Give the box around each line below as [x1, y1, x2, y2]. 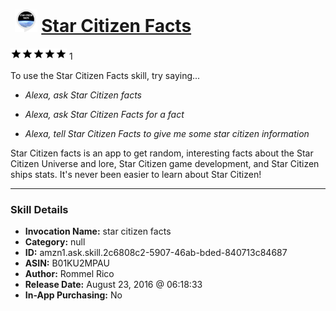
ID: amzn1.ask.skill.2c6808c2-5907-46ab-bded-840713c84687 [24, 247, 288, 259]
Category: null [24, 236, 86, 248]
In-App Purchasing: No [24, 289, 123, 301]
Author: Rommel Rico [24, 268, 115, 280]
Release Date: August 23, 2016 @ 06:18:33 [24, 279, 203, 291]
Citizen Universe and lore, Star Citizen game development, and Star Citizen [10, 157, 320, 169]
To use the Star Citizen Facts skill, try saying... [10, 69, 201, 81]
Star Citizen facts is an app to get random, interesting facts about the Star [10, 147, 314, 159]
